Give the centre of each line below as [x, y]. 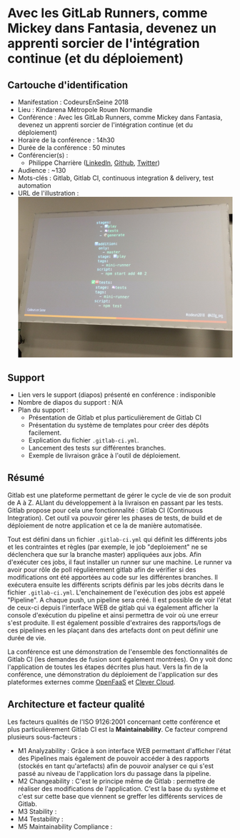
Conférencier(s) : [43, 155]
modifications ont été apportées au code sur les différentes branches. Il [112, 577]
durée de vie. [27, 637]
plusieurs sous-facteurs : [44, 737]
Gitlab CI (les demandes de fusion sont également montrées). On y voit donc [120, 659]
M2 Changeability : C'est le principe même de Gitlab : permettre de [116, 781]
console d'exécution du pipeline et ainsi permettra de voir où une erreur [113, 615]
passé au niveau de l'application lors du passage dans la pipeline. [114, 773]
